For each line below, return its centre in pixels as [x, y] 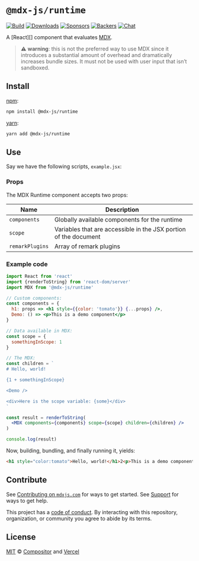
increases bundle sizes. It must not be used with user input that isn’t [104, 61]
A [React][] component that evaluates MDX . [59, 37]
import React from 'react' [39, 276]
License [21, 537]
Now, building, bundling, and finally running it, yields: [70, 451]
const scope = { [26, 336]
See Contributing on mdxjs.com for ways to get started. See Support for [92, 494]
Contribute [27, 480]
